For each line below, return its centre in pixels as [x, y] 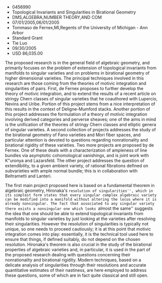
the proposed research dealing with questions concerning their [68, 255]
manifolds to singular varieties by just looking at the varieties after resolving [80, 219]
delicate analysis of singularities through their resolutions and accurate [76, 265]
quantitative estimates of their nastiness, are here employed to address [76, 270]
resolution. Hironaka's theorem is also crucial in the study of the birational [79, 244]
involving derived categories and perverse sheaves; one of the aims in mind [81, 119]
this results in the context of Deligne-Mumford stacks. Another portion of [78, 109]
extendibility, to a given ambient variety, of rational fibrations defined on [77, 166]
